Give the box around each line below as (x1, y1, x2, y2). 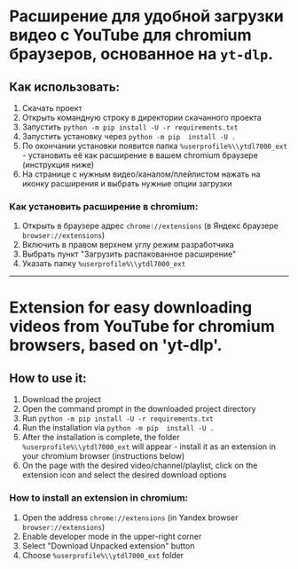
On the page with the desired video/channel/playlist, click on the (21, 460, 258, 471)
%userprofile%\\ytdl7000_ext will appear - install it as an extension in (21, 441, 277, 452)
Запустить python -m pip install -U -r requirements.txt (21, 122, 239, 132)
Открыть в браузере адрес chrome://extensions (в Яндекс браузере (21, 220, 279, 232)
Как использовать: (9, 79, 121, 94)
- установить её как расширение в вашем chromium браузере (21, 150, 259, 161)
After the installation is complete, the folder (21, 432, 180, 443)
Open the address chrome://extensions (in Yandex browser (21, 512, 239, 523)
